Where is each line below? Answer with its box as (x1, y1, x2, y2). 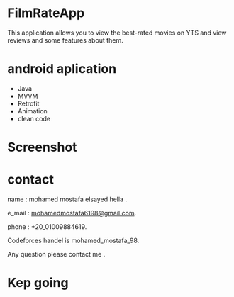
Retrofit (17, 99, 40, 108)
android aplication (7, 61, 117, 77)
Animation (17, 106, 48, 115)
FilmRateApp (7, 5, 85, 21)
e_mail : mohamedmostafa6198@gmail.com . (7, 209, 137, 217)
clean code (17, 114, 51, 123)
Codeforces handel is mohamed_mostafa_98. (7, 236, 140, 245)
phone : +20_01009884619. (7, 223, 87, 231)
